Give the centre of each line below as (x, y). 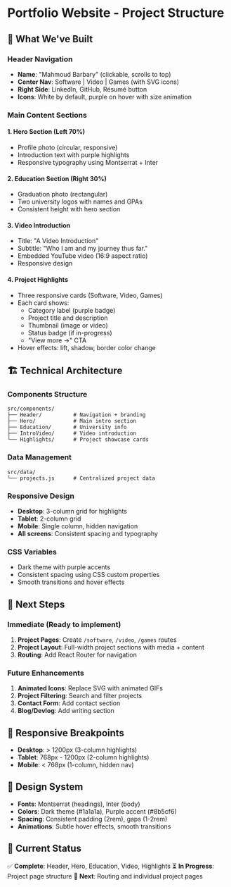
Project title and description (68, 318)
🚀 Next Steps (36, 604)
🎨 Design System (45, 787)
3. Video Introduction (39, 225)
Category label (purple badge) (72, 310)
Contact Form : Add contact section (69, 703)
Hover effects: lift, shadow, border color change (86, 347)
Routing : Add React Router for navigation (77, 655)
